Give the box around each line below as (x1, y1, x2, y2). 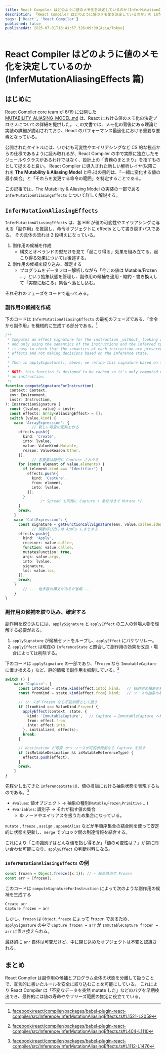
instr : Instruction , (9, 397, 52, 403)
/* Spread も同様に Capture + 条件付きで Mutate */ (40, 499, 142, 504)
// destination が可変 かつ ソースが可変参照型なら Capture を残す (18, 745, 146, 750)
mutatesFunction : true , (23, 550, 72, 555)
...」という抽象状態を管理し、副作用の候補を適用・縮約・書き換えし (19, 273, 158, 279)
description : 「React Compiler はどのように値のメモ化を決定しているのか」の (5, 12, 152, 17)
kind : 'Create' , (23, 434, 56, 439)
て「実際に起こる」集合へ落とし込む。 (19, 279, 98, 286)
